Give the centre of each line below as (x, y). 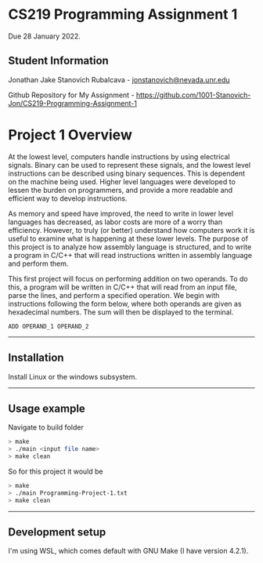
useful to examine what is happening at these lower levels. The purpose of (128, 238)
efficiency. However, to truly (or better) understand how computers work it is (132, 230)
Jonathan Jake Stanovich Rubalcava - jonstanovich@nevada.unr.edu (119, 79)
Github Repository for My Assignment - (71, 95)
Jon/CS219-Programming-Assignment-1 (72, 103)
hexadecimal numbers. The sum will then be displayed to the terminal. (121, 312)
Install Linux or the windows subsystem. (73, 376)
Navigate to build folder (46, 427)
